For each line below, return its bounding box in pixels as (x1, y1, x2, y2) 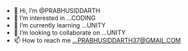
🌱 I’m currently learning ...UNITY (13, 21, 106, 29)
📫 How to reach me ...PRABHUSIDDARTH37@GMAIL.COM (13, 37, 181, 44)
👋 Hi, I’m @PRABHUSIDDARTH (13, 7, 101, 14)
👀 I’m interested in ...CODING (13, 14, 96, 22)
